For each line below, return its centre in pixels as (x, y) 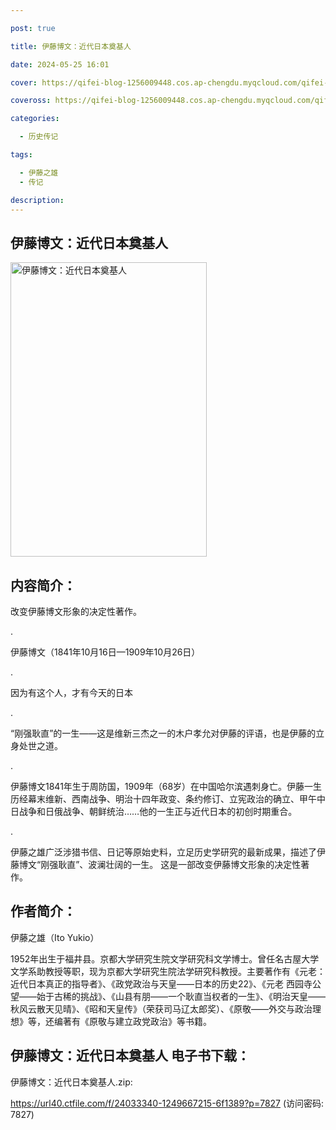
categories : (35, 119)
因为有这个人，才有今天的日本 (71, 692)
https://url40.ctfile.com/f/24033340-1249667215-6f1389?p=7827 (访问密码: (167, 1103)
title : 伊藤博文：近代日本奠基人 (71, 46)
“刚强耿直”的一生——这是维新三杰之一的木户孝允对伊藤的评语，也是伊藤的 (163, 733)
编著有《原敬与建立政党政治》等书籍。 (132, 1021)
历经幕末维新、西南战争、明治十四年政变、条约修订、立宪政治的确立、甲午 (163, 799)
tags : (21, 155)
